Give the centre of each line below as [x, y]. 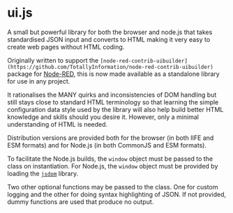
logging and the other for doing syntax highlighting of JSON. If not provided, [117, 194]
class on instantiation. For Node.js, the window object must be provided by [113, 166]
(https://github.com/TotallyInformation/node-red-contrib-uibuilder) [111, 67]
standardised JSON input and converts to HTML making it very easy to [109, 39]
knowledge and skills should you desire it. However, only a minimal [103, 117]
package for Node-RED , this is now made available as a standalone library [113, 74]
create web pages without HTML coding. [66, 47]
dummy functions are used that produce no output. [81, 202]
